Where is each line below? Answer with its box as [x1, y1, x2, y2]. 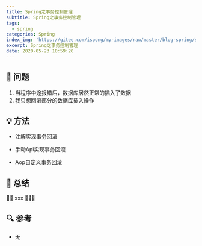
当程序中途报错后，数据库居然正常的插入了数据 [14, 89, 131, 96]
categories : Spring [6, 31, 55, 37]
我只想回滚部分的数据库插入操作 [14, 96, 94, 104]
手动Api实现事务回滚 [14, 146, 66, 153]
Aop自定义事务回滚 [14, 159, 63, 166]
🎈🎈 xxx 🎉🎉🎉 [6, 194, 35, 202]
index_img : [6, 37, 34, 43]
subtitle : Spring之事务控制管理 [6, 14, 81, 20]
